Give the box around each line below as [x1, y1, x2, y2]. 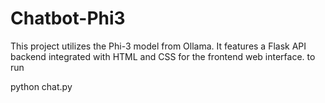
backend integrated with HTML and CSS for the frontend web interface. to [10, 50, 316, 62]
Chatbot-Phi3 [10, 7, 126, 30]
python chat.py [10, 80, 73, 92]
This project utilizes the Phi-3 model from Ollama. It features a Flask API [10, 40, 307, 52]
